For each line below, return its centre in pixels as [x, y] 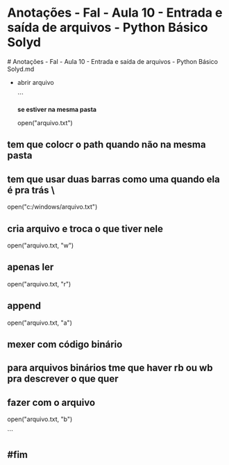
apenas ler [31, 267]
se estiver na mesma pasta [57, 109]
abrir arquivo [35, 82]
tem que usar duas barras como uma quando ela [113, 179]
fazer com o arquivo [51, 402]
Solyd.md [21, 69]
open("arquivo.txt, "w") [41, 245]
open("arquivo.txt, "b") [40, 419]
